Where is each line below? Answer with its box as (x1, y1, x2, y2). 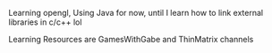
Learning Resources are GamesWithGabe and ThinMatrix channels (8, 34, 254, 44)
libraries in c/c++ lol (8, 17, 82, 27)
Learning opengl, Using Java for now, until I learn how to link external (8, 8, 264, 18)
